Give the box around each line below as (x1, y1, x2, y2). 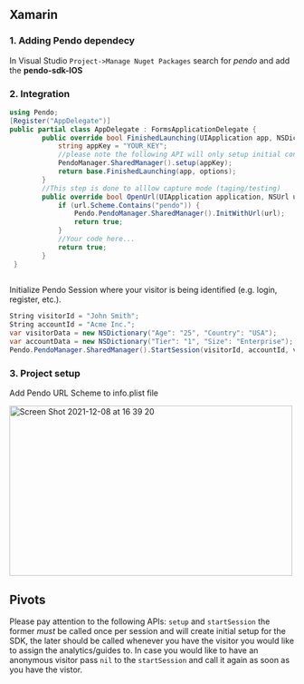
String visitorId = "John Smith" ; (9, 312, 140, 321)
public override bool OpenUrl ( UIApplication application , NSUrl (42, 192, 290, 201)
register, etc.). (9, 294, 62, 305)
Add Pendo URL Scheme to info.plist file (9, 387, 159, 398)
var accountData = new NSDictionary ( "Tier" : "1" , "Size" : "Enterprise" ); (9, 337, 294, 347)
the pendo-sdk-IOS (9, 64, 83, 75)
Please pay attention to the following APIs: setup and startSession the (9, 616, 271, 627)
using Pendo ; (9, 108, 59, 117)
